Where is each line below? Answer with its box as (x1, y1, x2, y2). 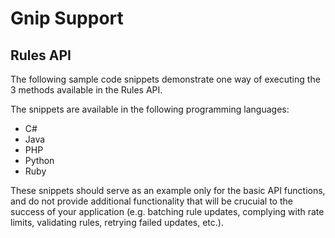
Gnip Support (10, 7, 124, 30)
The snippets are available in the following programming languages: (10, 103, 290, 115)
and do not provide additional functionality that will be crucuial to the (10, 195, 293, 207)
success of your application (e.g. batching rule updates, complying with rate (10, 206, 325, 217)
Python (24, 155, 55, 166)
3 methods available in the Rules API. (10, 84, 163, 96)
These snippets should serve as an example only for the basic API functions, (10, 185, 326, 196)
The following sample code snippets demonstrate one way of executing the (10, 73, 321, 85)
